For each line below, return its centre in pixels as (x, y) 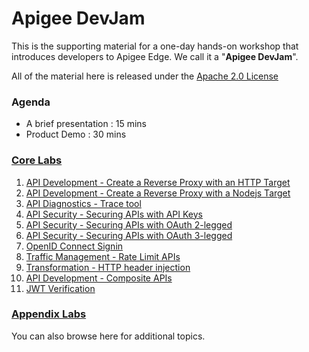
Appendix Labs (49, 314)
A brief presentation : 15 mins (86, 124)
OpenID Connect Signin (74, 246)
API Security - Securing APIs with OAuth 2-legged (129, 224)
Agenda (31, 102)
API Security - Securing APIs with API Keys (114, 214)
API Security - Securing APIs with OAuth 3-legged (129, 235)
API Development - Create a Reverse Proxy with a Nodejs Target (158, 193)
